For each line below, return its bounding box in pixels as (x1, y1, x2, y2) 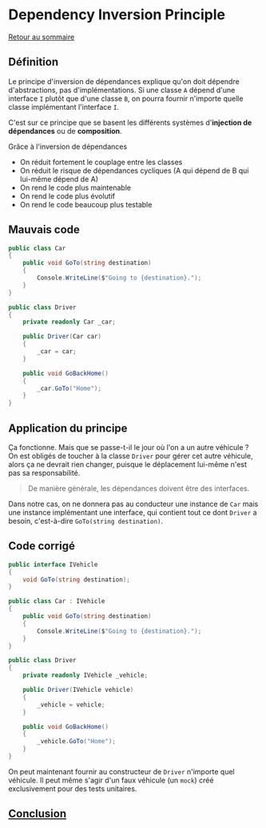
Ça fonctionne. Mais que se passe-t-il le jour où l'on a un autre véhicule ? (8, 443, 249, 452)
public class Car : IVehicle (8, 597, 105, 605)
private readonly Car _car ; (22, 318, 116, 326)
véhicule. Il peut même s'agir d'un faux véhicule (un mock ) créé (8, 775, 214, 785)
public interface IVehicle (8, 561, 98, 569)
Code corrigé (8, 539, 76, 553)
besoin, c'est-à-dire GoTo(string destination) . (8, 516, 164, 525)
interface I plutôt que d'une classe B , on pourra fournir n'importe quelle (8, 94, 244, 103)
